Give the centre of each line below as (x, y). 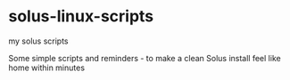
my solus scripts (38, 41)
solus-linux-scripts (81, 16)
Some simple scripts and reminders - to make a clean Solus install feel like (145, 58)
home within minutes (47, 68)
